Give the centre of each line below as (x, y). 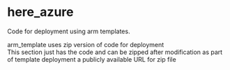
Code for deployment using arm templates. (69, 31)
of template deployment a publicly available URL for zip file (92, 59)
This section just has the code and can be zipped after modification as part (115, 52)
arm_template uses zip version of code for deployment (86, 44)
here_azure (40, 12)
